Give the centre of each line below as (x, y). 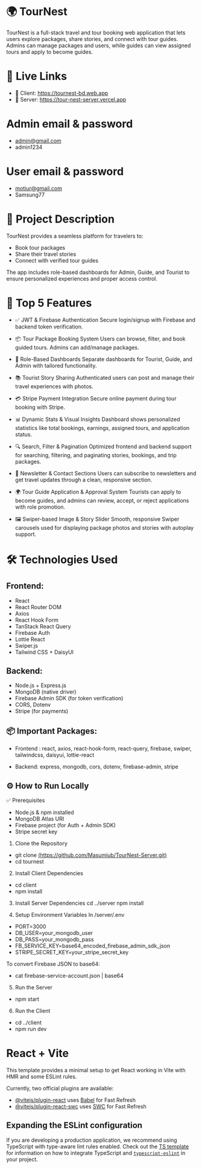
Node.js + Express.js (40, 685)
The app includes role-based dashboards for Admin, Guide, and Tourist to (98, 272)
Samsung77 (30, 195)
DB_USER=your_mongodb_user (54, 933)
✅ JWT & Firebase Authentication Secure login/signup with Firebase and (105, 320)
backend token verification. (49, 327)
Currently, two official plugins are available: (60, 1088)
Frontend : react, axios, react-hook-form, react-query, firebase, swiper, (103, 749)
